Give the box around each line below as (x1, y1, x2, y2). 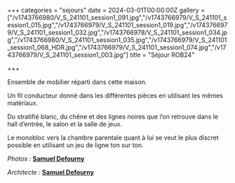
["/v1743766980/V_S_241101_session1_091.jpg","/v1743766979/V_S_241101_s (7, 13, 227, 22)
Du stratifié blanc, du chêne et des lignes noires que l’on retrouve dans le (7, 112, 219, 121)
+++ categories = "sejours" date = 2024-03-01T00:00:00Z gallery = (7, 6, 206, 14)
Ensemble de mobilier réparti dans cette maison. (7, 78, 147, 86)
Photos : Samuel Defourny (7, 154, 85, 163)
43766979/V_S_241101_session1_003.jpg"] (7, 50, 128, 59)
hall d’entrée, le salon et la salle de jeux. (7, 120, 123, 128)
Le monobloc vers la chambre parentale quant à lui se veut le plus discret (7, 133, 219, 142)
